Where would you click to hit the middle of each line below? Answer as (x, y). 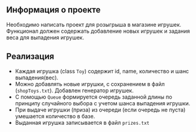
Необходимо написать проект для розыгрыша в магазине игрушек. (94, 24)
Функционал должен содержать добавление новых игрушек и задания (98, 31)
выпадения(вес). (37, 78)
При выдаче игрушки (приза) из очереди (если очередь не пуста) (100, 110)
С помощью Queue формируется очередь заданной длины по (93, 97)
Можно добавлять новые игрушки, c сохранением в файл (90, 84)
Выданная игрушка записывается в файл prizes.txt (82, 122)
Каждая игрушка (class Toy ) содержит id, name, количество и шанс (102, 71)
